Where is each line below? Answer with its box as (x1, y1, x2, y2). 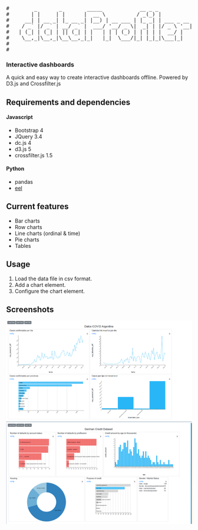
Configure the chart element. (14, 287, 85, 294)
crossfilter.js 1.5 (14, 151, 53, 158)
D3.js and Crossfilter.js (6, 80, 61, 87)
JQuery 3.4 (14, 132, 42, 140)
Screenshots (6, 304, 54, 314)
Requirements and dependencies (6, 97, 131, 107)
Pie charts (14, 236, 39, 243)
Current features (6, 201, 69, 211)
